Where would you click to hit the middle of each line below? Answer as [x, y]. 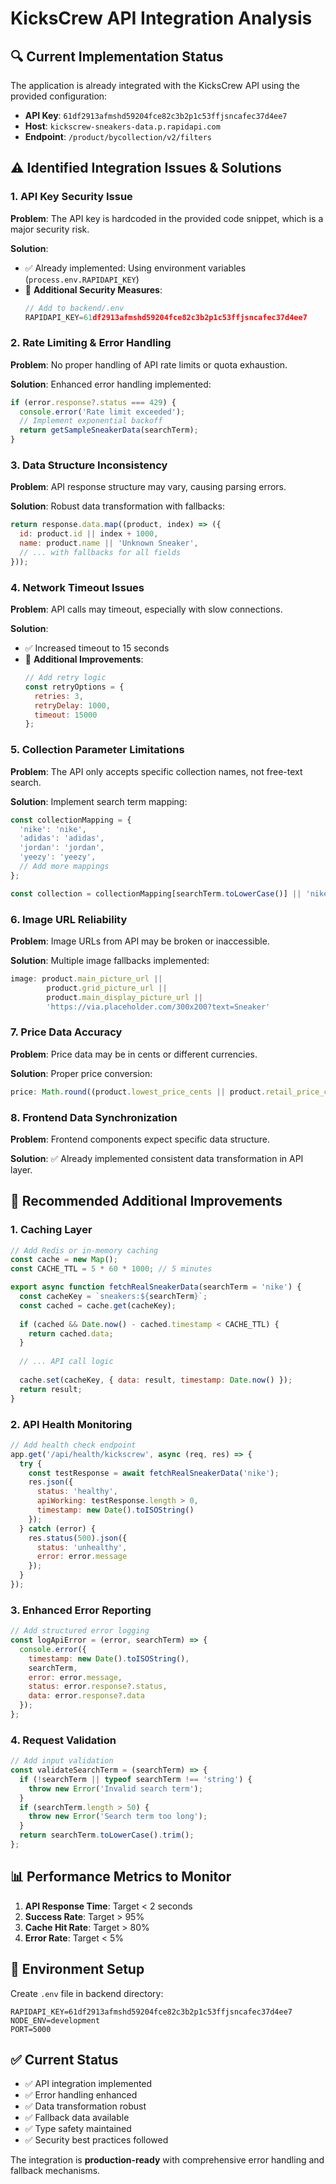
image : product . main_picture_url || [86, 978]
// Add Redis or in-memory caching [84, 1250]
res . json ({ [51, 1482]
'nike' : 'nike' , [53, 829]
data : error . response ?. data [86, 1696]
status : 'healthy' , [77, 1492]
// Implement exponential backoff [91, 421]
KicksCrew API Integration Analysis [161, 18]
